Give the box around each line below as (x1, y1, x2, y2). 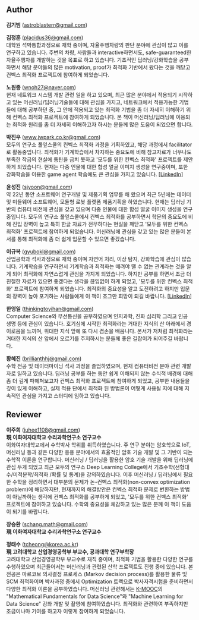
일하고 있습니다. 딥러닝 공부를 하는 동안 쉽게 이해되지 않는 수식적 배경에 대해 (17, 370, 193, 377)
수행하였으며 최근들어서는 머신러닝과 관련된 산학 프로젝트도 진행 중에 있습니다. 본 (6, 563, 194, 570)
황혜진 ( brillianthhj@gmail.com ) (6, 355, 82, 362)
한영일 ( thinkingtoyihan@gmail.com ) (6, 305, 94, 312)
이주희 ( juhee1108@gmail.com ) (6, 426, 81, 433)
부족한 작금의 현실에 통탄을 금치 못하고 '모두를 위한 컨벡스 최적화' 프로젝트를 (6, 156, 182, 163)
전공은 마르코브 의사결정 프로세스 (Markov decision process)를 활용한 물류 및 (6, 570, 187, 577)
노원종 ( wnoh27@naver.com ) (6, 83, 76, 91)
